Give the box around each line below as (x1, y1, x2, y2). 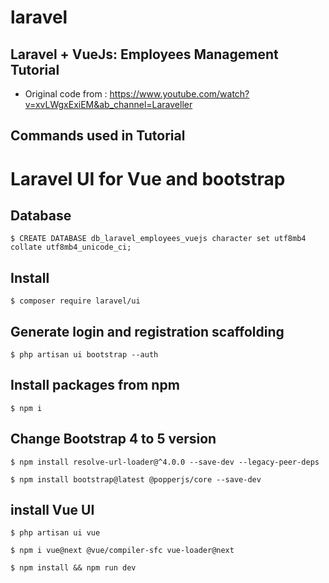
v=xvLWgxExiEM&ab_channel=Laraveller (24, 99, 193, 110)
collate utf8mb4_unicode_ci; (10, 242, 132, 253)
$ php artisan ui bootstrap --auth (10, 350, 159, 360)
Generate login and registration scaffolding (10, 323, 285, 340)
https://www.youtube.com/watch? (109, 88, 250, 100)
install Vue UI (10, 502, 95, 519)
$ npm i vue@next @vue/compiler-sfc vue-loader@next (10, 546, 235, 556)
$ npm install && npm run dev (10, 563, 137, 573)
